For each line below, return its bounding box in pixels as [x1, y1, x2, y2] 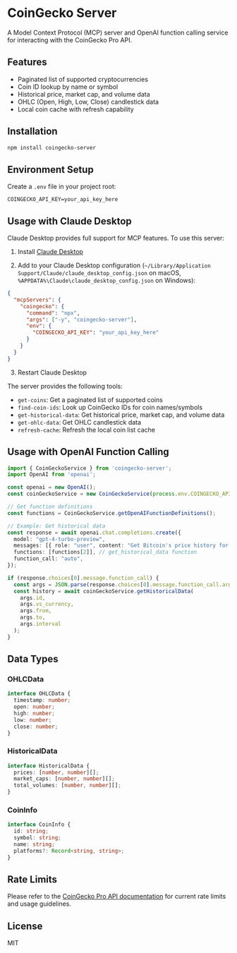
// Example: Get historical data [7, 522, 106, 530]
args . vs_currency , [20, 601, 74, 608]
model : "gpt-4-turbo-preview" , [13, 535, 106, 542]
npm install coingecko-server [7, 144, 97, 151]
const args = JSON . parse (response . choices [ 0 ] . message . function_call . [13, 581, 222, 588]
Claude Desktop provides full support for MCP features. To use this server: [7, 234, 224, 243]
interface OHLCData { [7, 690, 71, 698]
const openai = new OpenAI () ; [7, 484, 97, 491]
